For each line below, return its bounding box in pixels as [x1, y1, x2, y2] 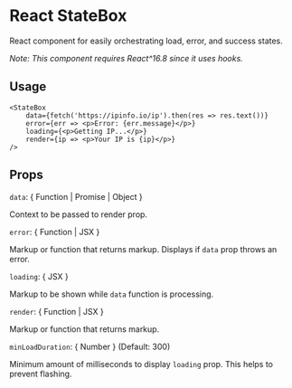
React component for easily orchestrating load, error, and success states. [9, 35, 283, 46]
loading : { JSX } [9, 270, 70, 281]
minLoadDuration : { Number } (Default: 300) [9, 341, 171, 352]
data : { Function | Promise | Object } [9, 191, 143, 202]
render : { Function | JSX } [9, 306, 104, 317]
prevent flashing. [9, 368, 72, 379]
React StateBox [9, 5, 127, 26]
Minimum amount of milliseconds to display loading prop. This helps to [9, 358, 274, 369]
